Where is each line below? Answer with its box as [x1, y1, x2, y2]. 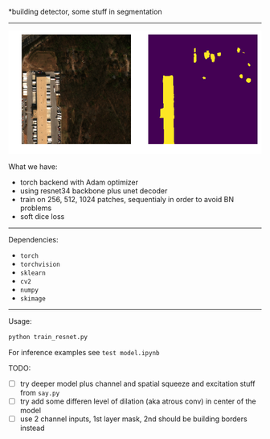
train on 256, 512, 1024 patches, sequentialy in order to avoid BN [19, 194, 235, 204]
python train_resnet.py [8, 333, 88, 341]
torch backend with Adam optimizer [19, 177, 139, 187]
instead [19, 423, 46, 433]
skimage [19, 294, 46, 303]
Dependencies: [8, 234, 59, 244]
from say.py [19, 387, 60, 397]
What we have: [8, 161, 58, 172]
